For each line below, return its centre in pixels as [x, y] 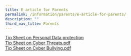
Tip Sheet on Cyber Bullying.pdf [38, 48]
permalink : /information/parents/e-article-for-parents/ [66, 14]
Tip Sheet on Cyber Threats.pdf [38, 43]
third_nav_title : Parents [32, 24]
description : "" [22, 19]
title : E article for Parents [37, 10]
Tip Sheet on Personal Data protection [44, 38]
